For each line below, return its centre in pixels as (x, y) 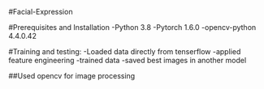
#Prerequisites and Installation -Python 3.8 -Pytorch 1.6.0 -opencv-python (132, 27)
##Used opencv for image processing (72, 76)
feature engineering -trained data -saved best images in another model (128, 60)
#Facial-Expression (41, 12)
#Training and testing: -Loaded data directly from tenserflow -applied (125, 51)
